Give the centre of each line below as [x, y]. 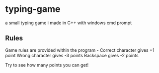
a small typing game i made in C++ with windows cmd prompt [69, 23]
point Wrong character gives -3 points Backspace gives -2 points [72, 55]
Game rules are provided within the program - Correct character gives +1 [80, 50]
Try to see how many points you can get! [47, 65]
